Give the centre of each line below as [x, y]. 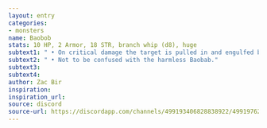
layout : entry [32, 16]
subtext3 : [25, 68]
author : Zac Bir [35, 82]
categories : [28, 23]
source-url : [28, 112]
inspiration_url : [37, 97]
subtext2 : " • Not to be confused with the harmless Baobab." [113, 60]
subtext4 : [25, 75]
